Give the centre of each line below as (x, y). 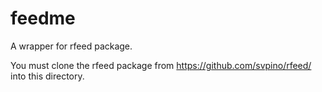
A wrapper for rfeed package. (71, 46)
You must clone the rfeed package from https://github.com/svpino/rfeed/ (161, 65)
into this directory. (47, 76)
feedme (43, 18)
